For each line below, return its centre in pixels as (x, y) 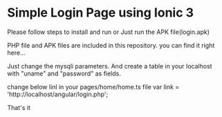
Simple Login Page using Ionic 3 (101, 13)
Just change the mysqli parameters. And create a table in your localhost (110, 66)
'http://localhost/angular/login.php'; (58, 94)
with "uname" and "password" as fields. (64, 73)
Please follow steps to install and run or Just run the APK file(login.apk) (108, 32)
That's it (19, 107)
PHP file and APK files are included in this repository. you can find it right (111, 45)
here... (16, 53)
